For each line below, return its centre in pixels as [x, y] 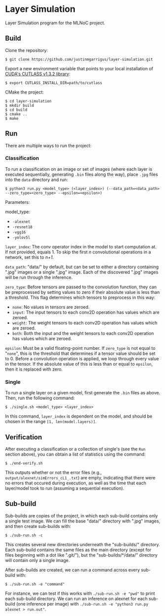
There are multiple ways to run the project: [48, 145]
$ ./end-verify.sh [24, 463]
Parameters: [17, 202]
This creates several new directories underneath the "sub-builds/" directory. [82, 544]
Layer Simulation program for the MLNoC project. [55, 23]
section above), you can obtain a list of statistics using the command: [75, 454]
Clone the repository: [27, 50]
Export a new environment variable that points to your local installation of [79, 68]
